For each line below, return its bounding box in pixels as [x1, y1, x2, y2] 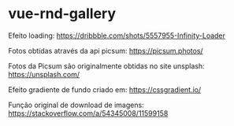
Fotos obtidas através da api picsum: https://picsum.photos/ [8, 46, 203, 55]
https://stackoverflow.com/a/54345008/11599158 [8, 108, 169, 118]
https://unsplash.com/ [8, 69, 80, 79]
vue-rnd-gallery [8, 5, 117, 23]
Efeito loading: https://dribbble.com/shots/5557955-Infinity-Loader [8, 31, 226, 40]
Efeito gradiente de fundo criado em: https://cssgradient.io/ [8, 84, 202, 94]
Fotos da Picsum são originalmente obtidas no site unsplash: [8, 61, 205, 71]
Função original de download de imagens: [8, 100, 144, 109]
